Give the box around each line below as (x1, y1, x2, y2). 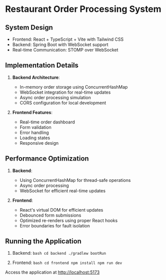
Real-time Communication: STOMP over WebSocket (12, 47, 118, 53)
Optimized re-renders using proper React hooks (19, 217, 118, 224)
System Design (5, 23, 53, 32)
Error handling (19, 129, 49, 135)
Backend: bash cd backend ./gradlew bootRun (12, 250, 107, 256)
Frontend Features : (12, 109, 53, 115)
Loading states (19, 135, 51, 141)
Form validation (19, 124, 52, 130)
